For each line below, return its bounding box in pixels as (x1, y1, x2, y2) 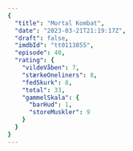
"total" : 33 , (22, 85, 66, 94)
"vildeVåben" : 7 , (22, 64, 80, 72)
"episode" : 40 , (14, 49, 66, 57)
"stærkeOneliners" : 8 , (22, 71, 98, 79)
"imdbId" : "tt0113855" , (14, 42, 94, 50)
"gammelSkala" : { (22, 93, 80, 101)
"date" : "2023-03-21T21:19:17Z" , (14, 26, 127, 34)
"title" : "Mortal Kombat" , (14, 19, 105, 27)
